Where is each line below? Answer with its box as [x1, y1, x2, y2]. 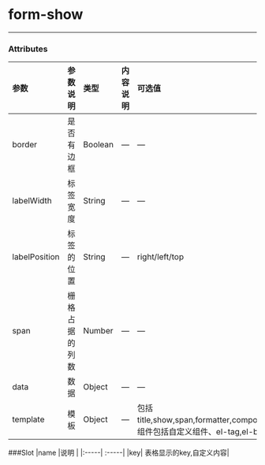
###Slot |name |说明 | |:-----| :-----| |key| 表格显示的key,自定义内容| [8, 448, 230, 458]
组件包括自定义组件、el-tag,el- [136, 426, 254, 437]
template [12, 414, 45, 425]
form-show [8, 6, 84, 24]
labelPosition [12, 251, 61, 262]
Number [83, 325, 114, 337]
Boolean [83, 139, 114, 151]
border [12, 139, 38, 151]
